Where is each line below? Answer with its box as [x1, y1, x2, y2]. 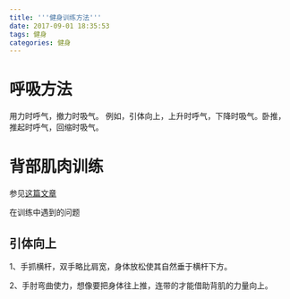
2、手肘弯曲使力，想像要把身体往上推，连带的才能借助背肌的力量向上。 [9, 279, 273, 291]
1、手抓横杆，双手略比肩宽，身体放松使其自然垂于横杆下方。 [9, 261, 233, 271]
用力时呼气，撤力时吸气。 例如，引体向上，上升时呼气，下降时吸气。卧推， [9, 111, 286, 122]
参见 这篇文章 [9, 188, 56, 199]
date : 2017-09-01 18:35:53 [9, 21, 110, 30]
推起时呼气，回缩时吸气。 [9, 122, 104, 132]
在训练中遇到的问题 [9, 207, 81, 218]
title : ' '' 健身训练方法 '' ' [9, 13, 102, 22]
